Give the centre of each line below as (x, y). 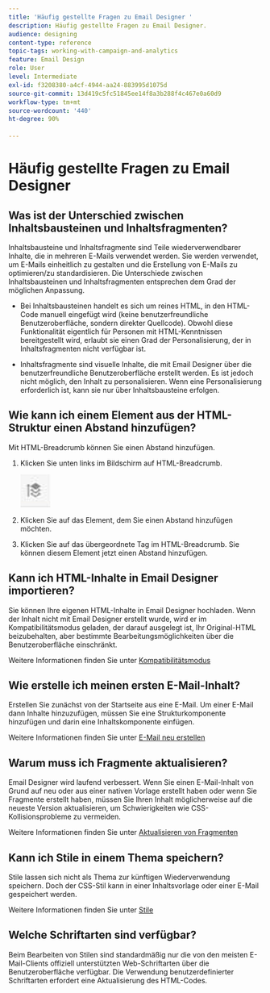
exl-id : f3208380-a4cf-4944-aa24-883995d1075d (88, 85)
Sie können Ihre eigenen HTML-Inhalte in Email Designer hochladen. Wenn (132, 610)
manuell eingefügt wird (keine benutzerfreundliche (124, 314)
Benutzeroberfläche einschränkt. (63, 645)
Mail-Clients (29, 963)
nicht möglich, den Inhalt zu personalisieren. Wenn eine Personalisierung (141, 382)
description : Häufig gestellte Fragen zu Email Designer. (108, 25)
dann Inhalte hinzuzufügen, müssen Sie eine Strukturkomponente (117, 713)
